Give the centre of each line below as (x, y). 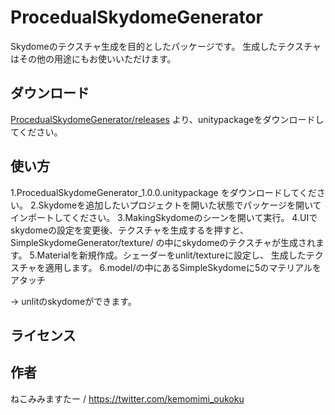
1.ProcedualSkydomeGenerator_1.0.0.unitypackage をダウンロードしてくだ (163, 192)
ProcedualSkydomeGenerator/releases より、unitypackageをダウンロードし (167, 119)
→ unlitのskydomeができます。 (73, 301)
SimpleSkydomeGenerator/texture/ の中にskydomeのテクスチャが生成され (163, 242)
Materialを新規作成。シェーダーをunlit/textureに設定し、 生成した (171, 255)
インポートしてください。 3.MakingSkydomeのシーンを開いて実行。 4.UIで (164, 217)
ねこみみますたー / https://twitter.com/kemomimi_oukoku (127, 398)
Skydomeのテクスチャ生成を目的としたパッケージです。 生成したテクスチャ (166, 46)
